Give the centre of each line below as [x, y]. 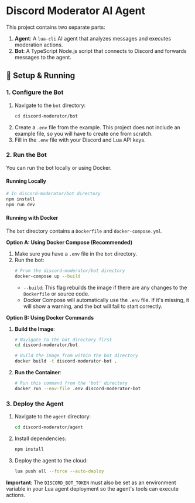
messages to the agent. [43, 57]
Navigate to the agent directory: [53, 417]
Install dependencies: [40, 438]
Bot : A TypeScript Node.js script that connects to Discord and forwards [100, 51]
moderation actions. [39, 45]
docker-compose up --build [47, 276]
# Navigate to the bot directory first [63, 340]
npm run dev [20, 204]
